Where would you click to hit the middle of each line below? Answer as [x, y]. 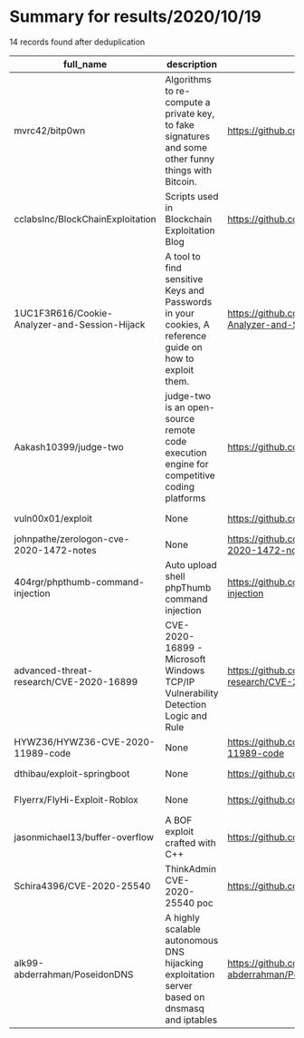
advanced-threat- [53, 671]
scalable [183, 929]
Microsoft [185, 659]
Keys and [185, 290]
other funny [190, 159]
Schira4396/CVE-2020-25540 [82, 886]
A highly [183, 917]
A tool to [183, 256]
